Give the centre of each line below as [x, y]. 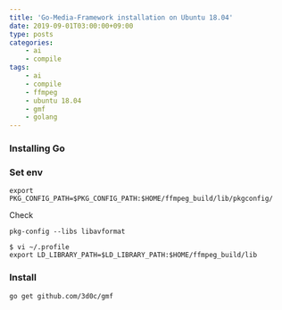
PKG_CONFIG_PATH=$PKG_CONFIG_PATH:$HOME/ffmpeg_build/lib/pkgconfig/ [141, 199]
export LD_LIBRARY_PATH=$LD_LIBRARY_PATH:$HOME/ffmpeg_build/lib [133, 256]
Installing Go [37, 148]
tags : [19, 68]
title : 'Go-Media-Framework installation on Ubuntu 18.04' [121, 17]
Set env [26, 172]
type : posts [31, 34]
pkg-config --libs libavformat [67, 232]
